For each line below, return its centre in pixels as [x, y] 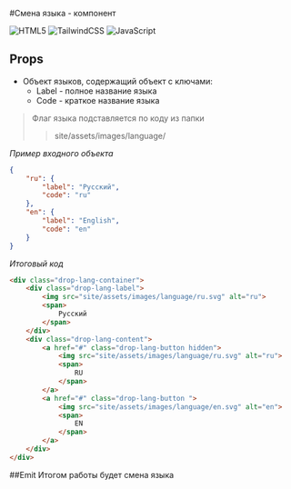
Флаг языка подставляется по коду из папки [118, 118]
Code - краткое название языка [98, 100]
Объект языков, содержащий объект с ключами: [118, 81]
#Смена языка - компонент [63, 13]
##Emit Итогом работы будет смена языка [92, 474]
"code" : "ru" [67, 195]
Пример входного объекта [61, 153]
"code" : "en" [67, 229]
